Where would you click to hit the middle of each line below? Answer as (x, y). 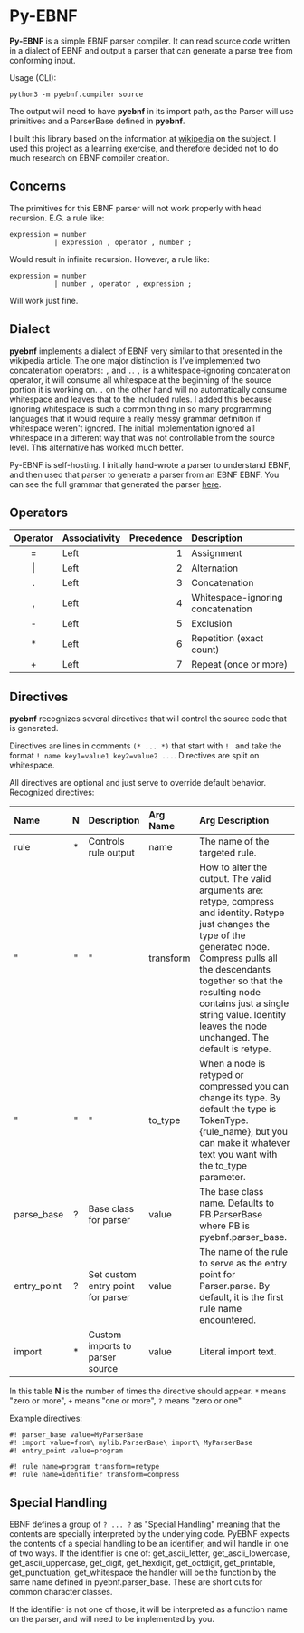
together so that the (241, 981)
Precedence (156, 538)
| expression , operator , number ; (123, 242)
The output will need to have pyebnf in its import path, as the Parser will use (152, 111)
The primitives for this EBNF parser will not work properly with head (136, 208)
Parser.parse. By (234, 1286)
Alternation (214, 568)
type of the (222, 935)
